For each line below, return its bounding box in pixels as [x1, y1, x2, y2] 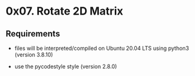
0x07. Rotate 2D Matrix [5, 4, 123, 18]
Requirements [5, 29, 60, 39]
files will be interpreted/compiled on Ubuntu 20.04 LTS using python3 [14, 44, 190, 52]
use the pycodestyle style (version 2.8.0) [14, 63, 117, 70]
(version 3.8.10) [14, 51, 53, 58]
